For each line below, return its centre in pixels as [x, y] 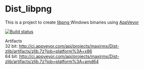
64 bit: [12, 56]
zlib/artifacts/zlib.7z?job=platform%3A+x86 [48, 51]
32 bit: [11, 46]
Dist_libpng [28, 9]
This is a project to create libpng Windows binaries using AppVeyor [72, 22]
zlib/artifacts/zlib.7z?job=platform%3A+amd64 [52, 61]
